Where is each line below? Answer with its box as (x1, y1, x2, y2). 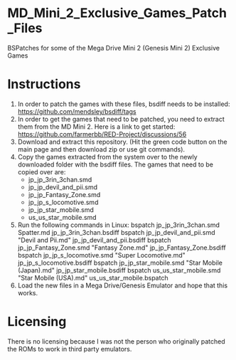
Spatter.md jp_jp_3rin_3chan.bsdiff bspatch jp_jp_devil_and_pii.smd (17, 228, 215, 236)
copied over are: (17, 167, 66, 176)
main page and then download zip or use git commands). (17, 144, 186, 154)
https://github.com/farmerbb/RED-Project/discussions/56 (17, 129, 187, 138)
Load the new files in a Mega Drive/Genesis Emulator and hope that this (17, 281, 228, 290)
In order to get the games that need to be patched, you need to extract (17, 115, 225, 123)
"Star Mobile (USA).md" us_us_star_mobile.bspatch (17, 273, 168, 282)
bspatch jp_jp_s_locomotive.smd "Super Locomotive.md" (17, 250, 186, 259)
